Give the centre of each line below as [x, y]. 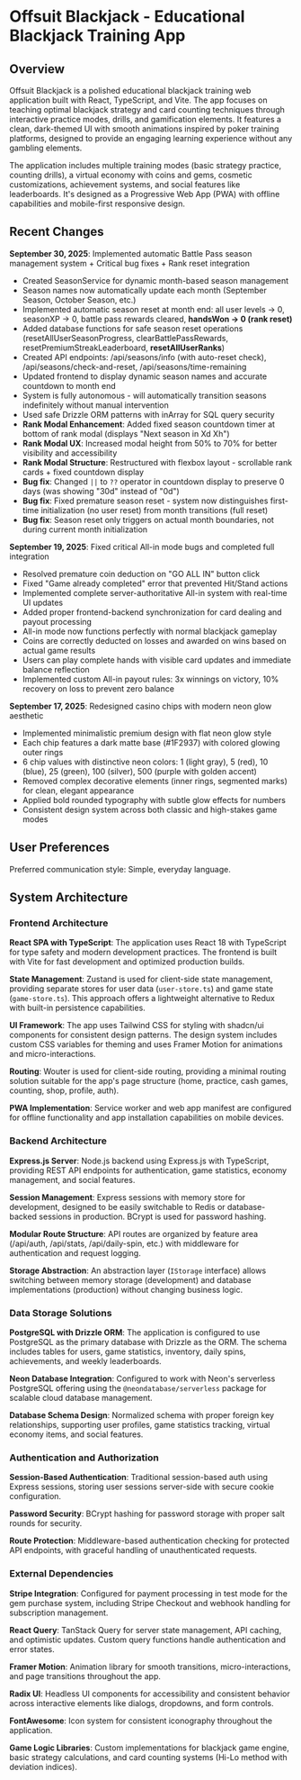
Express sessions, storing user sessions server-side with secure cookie [142, 1486]
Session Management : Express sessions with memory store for [127, 1197]
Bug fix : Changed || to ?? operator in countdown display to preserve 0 [153, 481]
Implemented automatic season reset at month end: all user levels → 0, [153, 309]
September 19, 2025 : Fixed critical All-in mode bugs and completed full [142, 547]
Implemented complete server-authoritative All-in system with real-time [155, 592]
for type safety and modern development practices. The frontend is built [143, 953]
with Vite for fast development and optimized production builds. [127, 962]
